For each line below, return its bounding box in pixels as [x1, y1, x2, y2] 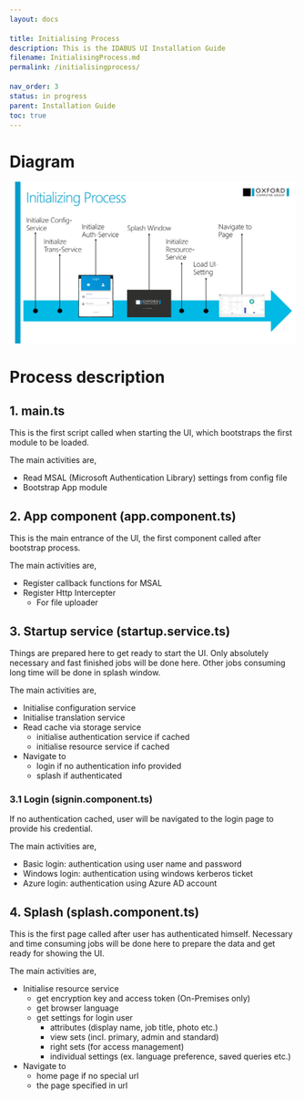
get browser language [35, 1002, 119, 1013]
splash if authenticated [35, 770, 123, 781]
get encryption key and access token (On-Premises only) [35, 993, 251, 1004]
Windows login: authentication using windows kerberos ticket [22, 869, 253, 879]
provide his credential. [9, 823, 94, 834]
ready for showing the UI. [9, 948, 105, 959]
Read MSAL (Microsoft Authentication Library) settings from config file [22, 472, 289, 483]
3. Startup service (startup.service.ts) [9, 623, 230, 639]
